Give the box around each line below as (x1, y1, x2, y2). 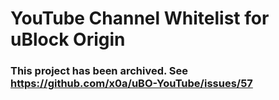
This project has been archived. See (10, 64, 189, 78)
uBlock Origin (10, 28, 126, 51)
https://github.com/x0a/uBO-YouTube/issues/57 (10, 77, 253, 91)
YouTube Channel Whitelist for (10, 7, 270, 30)
